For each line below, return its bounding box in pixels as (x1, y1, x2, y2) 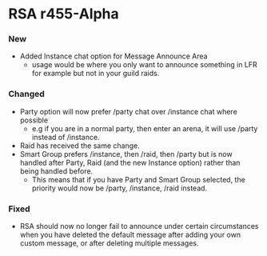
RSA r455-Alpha (8, 5, 119, 23)
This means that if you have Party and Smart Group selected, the (31, 174, 245, 184)
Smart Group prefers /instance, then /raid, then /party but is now (19, 149, 233, 158)
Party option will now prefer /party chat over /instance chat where (19, 106, 237, 116)
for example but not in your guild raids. (31, 69, 160, 78)
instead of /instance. (31, 132, 100, 142)
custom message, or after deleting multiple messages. (19, 238, 199, 248)
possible (19, 115, 49, 125)
